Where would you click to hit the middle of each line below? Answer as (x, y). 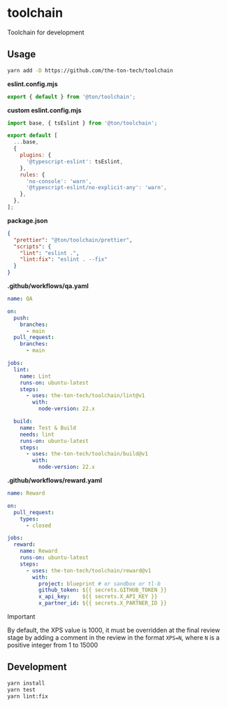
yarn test (22, 689)
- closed (38, 526)
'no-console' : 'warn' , (59, 181)
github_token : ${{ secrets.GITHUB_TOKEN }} (103, 590)
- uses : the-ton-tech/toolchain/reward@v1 (88, 570)
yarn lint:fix (28, 696)
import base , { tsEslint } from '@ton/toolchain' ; (82, 123)
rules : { (32, 174)
